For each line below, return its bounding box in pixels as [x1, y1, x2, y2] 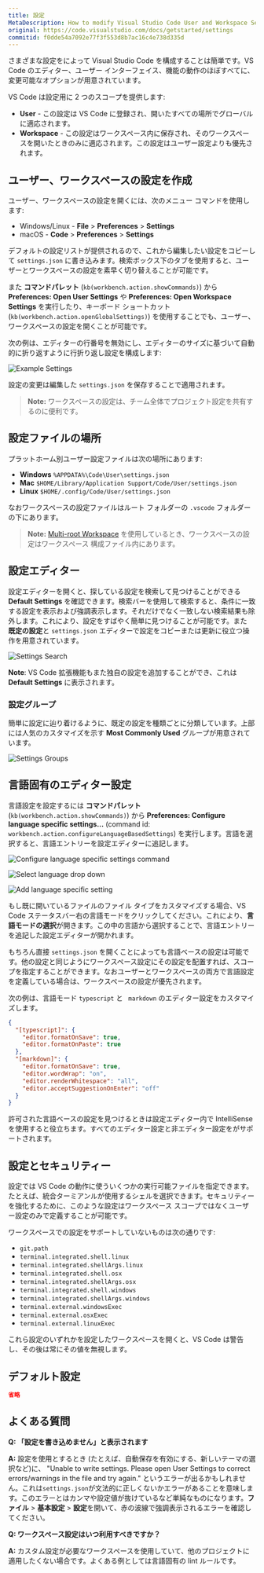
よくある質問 [8, 1415, 71, 1428]
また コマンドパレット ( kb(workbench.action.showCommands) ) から [8, 282, 218, 291]
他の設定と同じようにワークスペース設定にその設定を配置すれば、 [20, 956, 234, 966]
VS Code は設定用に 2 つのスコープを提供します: [8, 92, 166, 102]
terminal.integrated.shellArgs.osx [19, 1278, 137, 1286]
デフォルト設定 [8, 1369, 81, 1383]
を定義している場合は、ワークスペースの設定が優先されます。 [8, 976, 207, 986]
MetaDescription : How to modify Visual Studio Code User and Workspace [8, 19, 247, 27]
